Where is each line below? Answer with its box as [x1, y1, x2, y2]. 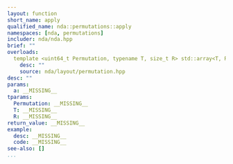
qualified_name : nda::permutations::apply [7, 23, 132, 30]
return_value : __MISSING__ [7, 119, 85, 127]
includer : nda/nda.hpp [7, 36, 73, 43]
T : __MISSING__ [13, 107, 58, 113]
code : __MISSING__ [13, 139, 67, 146]
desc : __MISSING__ [13, 132, 67, 139]
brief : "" [7, 42, 36, 49]
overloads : [7, 49, 39, 56]
